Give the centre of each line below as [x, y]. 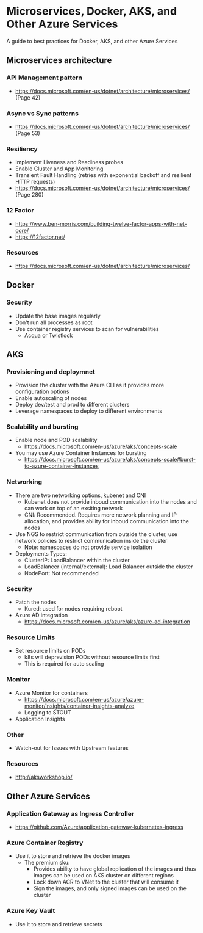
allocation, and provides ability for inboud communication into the [106, 521]
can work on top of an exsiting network [73, 508]
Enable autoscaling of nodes [51, 398]
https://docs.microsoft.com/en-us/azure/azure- [84, 699]
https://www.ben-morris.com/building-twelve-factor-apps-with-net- [101, 223]
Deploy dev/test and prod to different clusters [72, 405]
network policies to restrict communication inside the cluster [91, 540]
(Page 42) [28, 97]
